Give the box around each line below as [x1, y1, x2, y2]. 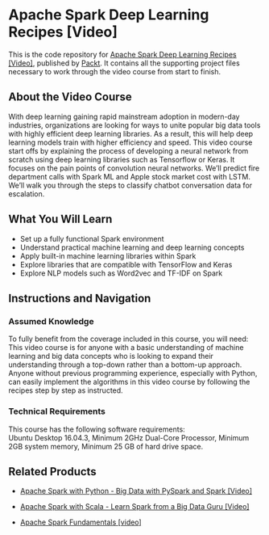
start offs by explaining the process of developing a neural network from [8, 145, 249, 155]
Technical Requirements [8, 406, 106, 417]
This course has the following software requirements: [8, 424, 185, 434]
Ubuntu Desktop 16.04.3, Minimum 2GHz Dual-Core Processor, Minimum [8, 432, 250, 442]
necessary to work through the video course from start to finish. [8, 66, 221, 76]
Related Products [8, 465, 97, 478]
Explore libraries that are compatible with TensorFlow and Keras [19, 259, 233, 269]
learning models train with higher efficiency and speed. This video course [8, 137, 253, 147]
